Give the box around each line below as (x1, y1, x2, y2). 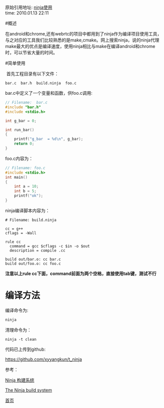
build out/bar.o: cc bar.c (5, 256, 61, 262)
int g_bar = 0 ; (5, 118, 37, 123)
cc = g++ (5, 226, 23, 231)
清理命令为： (5, 327, 31, 333)
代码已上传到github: (5, 346, 46, 352)
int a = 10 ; (14, 184, 39, 189)
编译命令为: (5, 307, 29, 313)
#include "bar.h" (5, 104, 41, 110)
